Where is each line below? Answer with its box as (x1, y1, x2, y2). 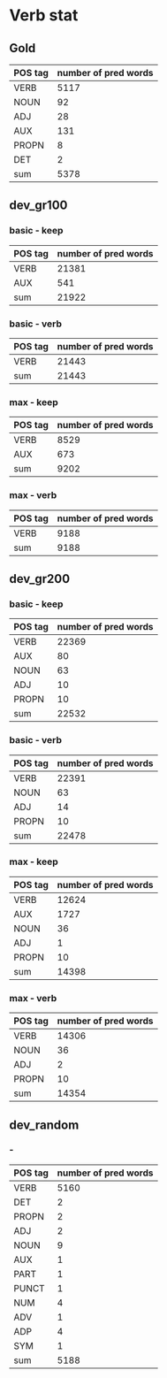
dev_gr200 (9, 571, 71, 586)
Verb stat (9, 5, 79, 26)
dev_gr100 (9, 198, 68, 213)
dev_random (9, 1117, 80, 1132)
